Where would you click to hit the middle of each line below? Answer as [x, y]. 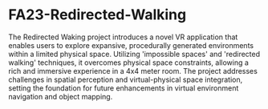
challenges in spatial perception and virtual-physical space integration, [126, 79]
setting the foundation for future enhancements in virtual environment [124, 88]
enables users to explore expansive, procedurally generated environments [131, 45]
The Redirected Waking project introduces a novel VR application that [123, 37]
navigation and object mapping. [61, 96]
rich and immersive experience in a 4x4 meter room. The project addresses [133, 71]
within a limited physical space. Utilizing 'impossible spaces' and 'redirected [134, 54]
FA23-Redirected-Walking [97, 15]
